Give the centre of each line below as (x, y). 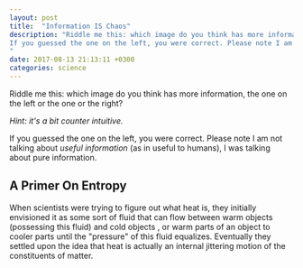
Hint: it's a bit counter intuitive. (66, 120)
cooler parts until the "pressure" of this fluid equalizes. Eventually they (140, 236)
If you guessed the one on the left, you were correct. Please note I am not (146, 138)
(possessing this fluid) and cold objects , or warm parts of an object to (140, 226)
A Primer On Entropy (68, 186)
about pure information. (53, 157)
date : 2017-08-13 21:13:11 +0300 (72, 60)
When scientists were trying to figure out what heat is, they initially (133, 208)
